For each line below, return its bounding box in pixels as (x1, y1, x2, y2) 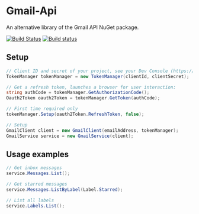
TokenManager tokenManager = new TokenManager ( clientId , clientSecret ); (6, 73, 190, 79)
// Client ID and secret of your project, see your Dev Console (6, 68, 168, 74)
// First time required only (6, 106, 78, 112)
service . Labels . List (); (6, 203, 65, 209)
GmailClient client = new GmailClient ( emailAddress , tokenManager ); (6, 127, 179, 134)
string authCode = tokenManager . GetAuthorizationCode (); (6, 90, 150, 96)
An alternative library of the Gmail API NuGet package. (6, 24, 139, 31)
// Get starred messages (6, 181, 68, 187)
